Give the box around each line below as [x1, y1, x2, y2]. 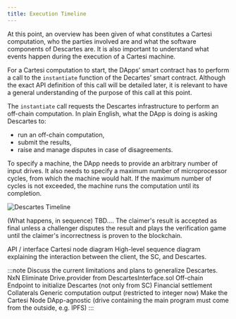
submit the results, [17, 138, 72, 146]
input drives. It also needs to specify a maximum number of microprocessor [7, 166, 228, 175]
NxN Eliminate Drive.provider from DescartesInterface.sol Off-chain [7, 273, 204, 282]
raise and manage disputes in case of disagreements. [17, 145, 173, 154]
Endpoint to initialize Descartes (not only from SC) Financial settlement [7, 281, 213, 289]
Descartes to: [7, 117, 46, 125]
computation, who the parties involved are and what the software [7, 37, 197, 46]
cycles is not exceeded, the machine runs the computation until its [7, 181, 199, 190]
